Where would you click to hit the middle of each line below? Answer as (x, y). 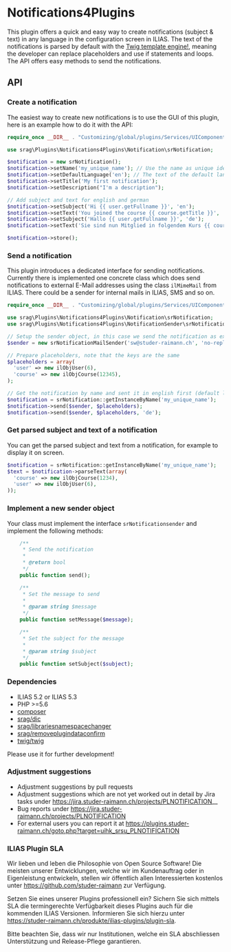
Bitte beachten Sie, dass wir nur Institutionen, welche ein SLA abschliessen (113, 934)
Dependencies (32, 681)
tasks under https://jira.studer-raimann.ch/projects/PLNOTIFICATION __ (117, 801)
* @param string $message (59, 607)
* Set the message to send (61, 594)
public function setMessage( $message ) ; (77, 620)
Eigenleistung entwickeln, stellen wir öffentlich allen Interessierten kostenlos (115, 878)
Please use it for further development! (61, 754)
